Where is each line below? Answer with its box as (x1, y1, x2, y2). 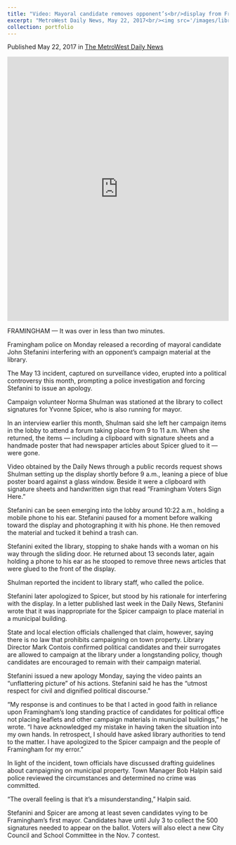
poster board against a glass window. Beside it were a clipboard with (7, 477, 206, 486)
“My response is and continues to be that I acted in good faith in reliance (7, 701, 218, 709)
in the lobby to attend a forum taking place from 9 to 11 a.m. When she (7, 426, 210, 435)
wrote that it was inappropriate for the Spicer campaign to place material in (7, 607, 224, 615)
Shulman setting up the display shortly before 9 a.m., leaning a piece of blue (7, 470, 228, 479)
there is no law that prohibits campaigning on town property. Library (7, 636, 204, 644)
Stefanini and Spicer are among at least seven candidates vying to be (7, 808, 209, 818)
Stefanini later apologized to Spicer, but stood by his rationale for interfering (7, 592, 227, 600)
